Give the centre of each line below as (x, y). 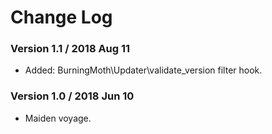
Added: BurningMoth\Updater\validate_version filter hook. (143, 70)
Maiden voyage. (58, 118)
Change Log (61, 17)
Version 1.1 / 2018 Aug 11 (70, 49)
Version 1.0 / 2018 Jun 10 (72, 96)
